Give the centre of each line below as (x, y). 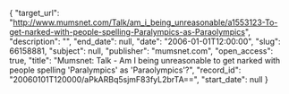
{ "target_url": (34, 13)
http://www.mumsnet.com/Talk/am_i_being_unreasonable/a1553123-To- (145, 22)
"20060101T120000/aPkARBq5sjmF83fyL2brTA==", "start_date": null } (139, 79)
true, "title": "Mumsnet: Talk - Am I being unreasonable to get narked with (145, 60)
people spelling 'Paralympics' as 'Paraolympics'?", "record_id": (125, 70)
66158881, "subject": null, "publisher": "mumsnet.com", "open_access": (141, 51)
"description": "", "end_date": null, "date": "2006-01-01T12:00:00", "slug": (145, 41)
